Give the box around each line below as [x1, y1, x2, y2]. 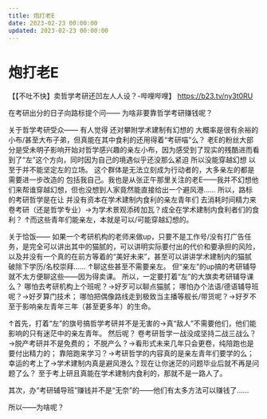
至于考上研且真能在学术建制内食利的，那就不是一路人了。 [37, 369, 227, 378]
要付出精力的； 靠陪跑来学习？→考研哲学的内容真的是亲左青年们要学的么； [8, 349, 255, 358]
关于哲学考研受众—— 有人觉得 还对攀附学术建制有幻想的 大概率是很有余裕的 [8, 125, 259, 135]
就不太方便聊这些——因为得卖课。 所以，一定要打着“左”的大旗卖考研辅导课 [8, 272, 254, 282]
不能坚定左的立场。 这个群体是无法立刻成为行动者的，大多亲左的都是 [29, 165, 255, 175]
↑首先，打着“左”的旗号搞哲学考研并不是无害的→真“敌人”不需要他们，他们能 [8, 318, 257, 328]
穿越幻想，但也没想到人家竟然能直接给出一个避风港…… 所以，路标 [35, 185, 253, 195]
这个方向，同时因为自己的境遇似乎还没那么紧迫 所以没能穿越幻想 [35, 155, 247, 164]
